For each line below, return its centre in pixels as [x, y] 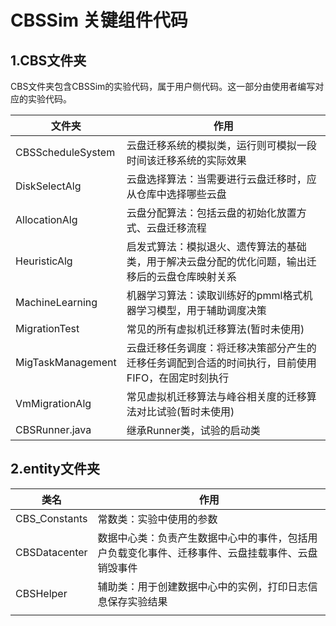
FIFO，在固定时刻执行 [178, 378]
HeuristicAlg [44, 261]
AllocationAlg [46, 219]
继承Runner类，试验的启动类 [193, 430]
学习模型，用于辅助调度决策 [201, 310]
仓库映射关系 [206, 276]
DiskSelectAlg [48, 186]
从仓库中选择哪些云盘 [176, 194]
